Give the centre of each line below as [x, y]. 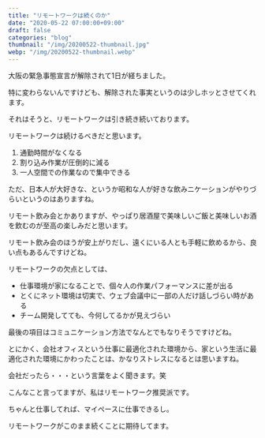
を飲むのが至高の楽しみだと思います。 [70, 225]
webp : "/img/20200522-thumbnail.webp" [72, 52]
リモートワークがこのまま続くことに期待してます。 [91, 426]
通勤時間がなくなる [51, 152]
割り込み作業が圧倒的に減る [65, 162]
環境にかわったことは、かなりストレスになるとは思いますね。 [142, 359]
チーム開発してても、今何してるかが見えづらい [95, 315]
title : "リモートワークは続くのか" [60, 15]
